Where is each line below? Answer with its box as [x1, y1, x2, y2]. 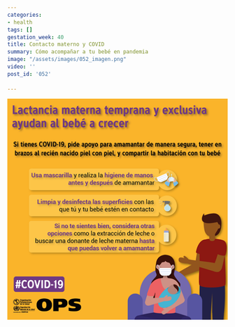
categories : [7, 11, 42, 18]
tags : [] [7, 26, 33, 33]
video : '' [7, 63, 36, 70]
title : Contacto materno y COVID [7, 41, 105, 48]
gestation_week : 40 [7, 34, 64, 41]
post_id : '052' [7, 70, 52, 77]
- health [7, 18, 33, 26]
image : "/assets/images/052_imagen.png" [7, 56, 127, 63]
